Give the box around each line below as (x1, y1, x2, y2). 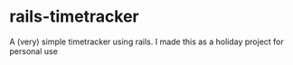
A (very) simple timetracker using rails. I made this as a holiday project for (9, 36, 284, 47)
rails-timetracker (9, 6, 140, 27)
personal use (9, 45, 59, 56)
